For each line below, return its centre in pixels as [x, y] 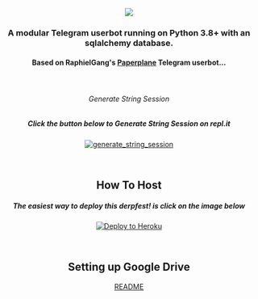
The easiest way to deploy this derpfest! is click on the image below [129, 205]
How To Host [129, 185]
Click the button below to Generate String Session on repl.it [129, 124]
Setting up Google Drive [129, 267]
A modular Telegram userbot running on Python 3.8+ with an [129, 32]
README [129, 286]
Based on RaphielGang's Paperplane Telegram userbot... [129, 62]
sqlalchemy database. [129, 43]
